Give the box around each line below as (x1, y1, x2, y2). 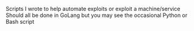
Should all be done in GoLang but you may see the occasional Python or (6, 12, 188, 19)
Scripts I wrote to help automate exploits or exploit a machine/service (6, 5, 181, 12)
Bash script (6, 18, 34, 25)
